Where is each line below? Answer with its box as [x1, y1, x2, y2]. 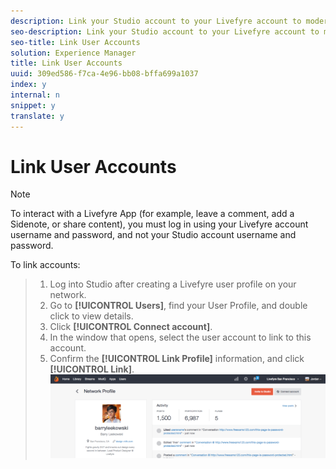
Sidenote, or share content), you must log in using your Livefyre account [10, 218, 309, 230]
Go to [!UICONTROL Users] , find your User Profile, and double [49, 300, 308, 312]
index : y [10, 80, 47, 90]
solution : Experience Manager [10, 48, 137, 58]
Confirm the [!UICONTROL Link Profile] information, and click [49, 353, 305, 365]
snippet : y [10, 100, 56, 110]
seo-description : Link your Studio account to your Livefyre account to [10, 26, 320, 37]
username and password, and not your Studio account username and [10, 229, 297, 241]
